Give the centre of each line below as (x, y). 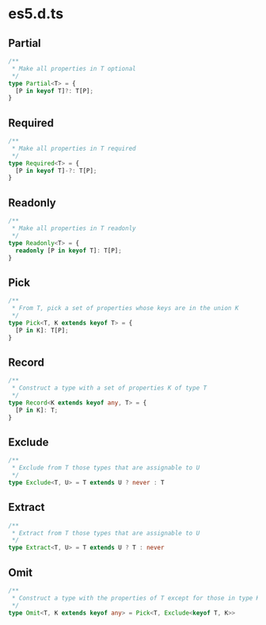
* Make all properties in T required (74, 148)
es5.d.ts (36, 14)
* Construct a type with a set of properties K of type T (109, 388)
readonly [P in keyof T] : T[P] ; (69, 251)
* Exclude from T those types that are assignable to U (106, 468)
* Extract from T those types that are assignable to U (106, 533)
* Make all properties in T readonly (74, 228)
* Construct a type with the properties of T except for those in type (132, 598)
